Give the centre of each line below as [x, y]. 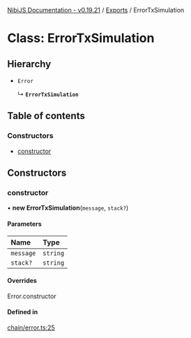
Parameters [24, 224]
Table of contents [46, 116]
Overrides [22, 281]
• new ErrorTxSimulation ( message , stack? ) [68, 208]
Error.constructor [32, 296]
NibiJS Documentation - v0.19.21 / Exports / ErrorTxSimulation [96, 10]
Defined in [23, 312]
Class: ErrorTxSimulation [81, 38]
